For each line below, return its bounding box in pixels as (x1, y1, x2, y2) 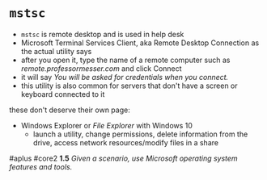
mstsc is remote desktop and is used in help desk (20, 29, 184, 39)
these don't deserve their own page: (9, 105, 130, 115)
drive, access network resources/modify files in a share (32, 137, 219, 147)
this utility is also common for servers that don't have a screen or (20, 81, 238, 90)
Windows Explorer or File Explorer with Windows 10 (20, 120, 193, 130)
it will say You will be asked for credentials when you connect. (20, 72, 229, 82)
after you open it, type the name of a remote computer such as (20, 55, 231, 65)
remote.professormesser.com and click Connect (20, 63, 182, 73)
